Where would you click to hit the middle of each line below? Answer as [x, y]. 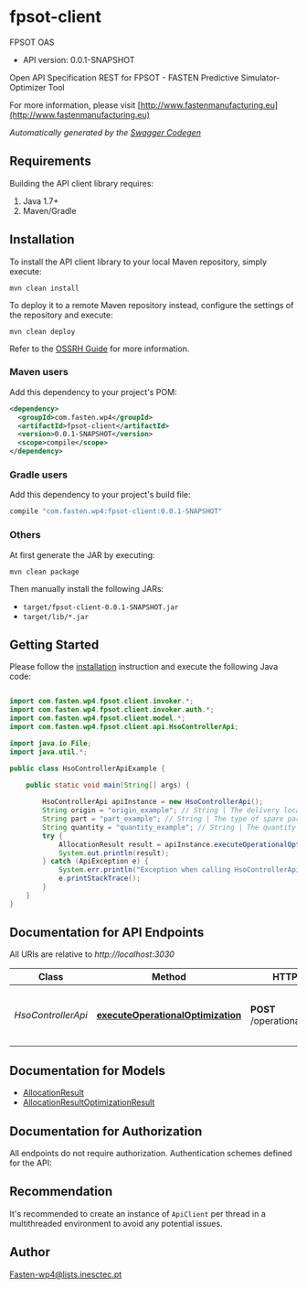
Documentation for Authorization [106, 1131]
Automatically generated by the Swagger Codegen [105, 132]
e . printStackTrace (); [100, 879]
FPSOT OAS [32, 42]
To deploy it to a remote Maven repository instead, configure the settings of [152, 305]
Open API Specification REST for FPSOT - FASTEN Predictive [124, 77]
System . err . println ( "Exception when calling [144, 870]
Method [169, 977]
